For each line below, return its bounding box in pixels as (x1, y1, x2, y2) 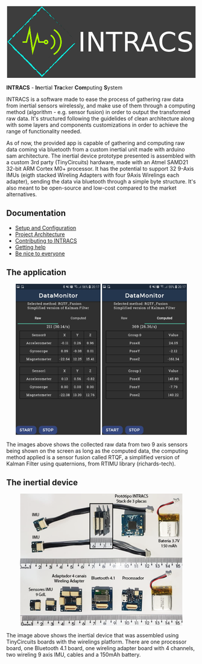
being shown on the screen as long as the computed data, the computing (6, 447, 188, 455)
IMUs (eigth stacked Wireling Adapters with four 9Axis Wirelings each (6, 171, 180, 179)
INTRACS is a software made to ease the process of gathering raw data (6, 96, 184, 103)
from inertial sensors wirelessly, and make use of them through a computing (6, 102, 195, 109)
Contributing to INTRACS (14, 237, 77, 244)
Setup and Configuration (14, 224, 77, 231)
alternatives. (6, 191, 37, 198)
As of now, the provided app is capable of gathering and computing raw (6, 139, 185, 147)
